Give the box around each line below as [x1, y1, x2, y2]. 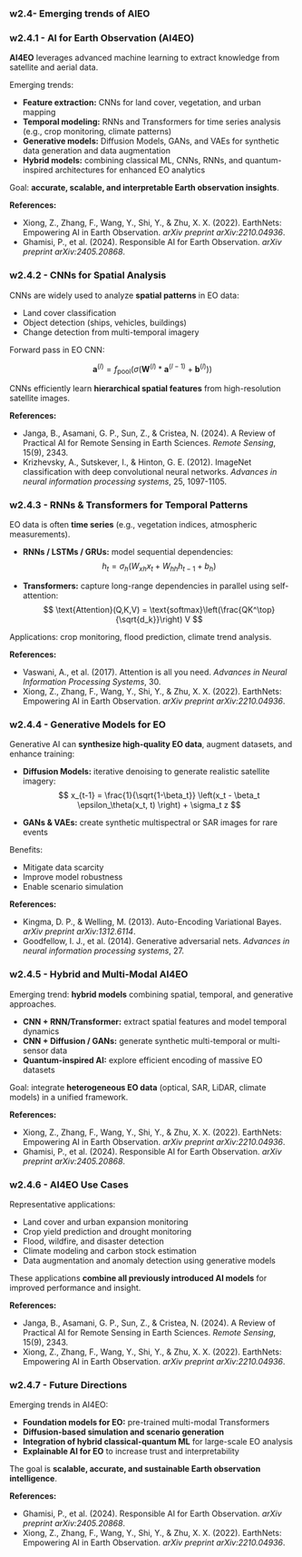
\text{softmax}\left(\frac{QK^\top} [149, 605, 276, 616]
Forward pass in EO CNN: [9, 344, 105, 355]
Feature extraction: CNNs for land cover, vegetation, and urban [22, 97, 261, 108]
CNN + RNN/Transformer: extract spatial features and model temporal [22, 1016, 287, 1027]
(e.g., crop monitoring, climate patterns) [22, 126, 172, 137]
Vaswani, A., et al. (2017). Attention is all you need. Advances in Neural [22, 666, 287, 678]
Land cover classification [22, 307, 117, 318]
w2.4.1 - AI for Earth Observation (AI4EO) [9, 31, 195, 44]
